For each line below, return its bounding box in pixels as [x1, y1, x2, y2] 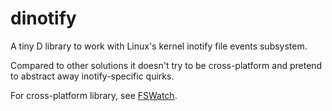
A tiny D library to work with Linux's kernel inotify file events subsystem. [10, 40, 308, 52]
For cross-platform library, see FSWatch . [10, 89, 178, 101]
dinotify [10, 7, 77, 30]
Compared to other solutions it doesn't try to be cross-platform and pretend [10, 59, 323, 71]
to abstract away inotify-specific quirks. [10, 70, 175, 82]
